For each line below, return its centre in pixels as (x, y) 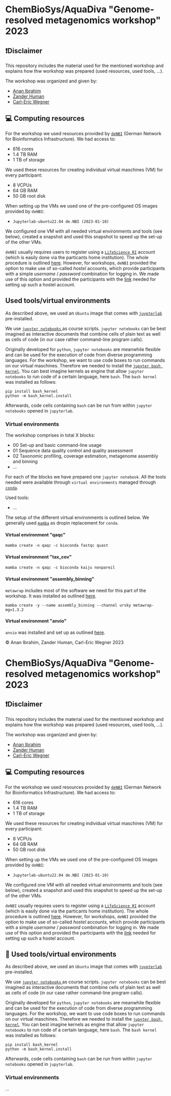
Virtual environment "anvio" (36, 621)
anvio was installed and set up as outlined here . (55, 632)
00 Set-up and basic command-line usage (57, 445)
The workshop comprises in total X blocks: (50, 435)
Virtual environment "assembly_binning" (50, 579)
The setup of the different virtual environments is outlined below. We (77, 517)
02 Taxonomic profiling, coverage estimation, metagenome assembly (85, 456)
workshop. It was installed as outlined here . (51, 596)
